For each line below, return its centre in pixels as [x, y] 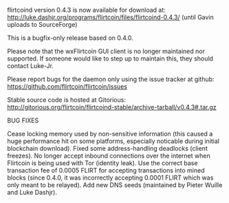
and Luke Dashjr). [32, 192]
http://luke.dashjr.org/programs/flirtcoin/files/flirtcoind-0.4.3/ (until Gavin [111, 17]
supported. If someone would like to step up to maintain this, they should [110, 58]
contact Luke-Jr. [30, 66]
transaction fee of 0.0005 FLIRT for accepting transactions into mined [106, 170]
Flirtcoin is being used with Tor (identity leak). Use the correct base [102, 163]
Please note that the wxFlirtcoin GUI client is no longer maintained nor [106, 51]
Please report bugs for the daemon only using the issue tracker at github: [111, 79]
